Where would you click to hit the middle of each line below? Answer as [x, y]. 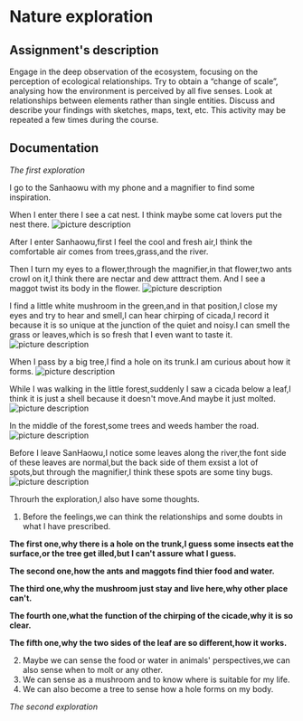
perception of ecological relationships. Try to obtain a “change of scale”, [144, 81]
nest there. [29, 224]
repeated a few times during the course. [84, 120]
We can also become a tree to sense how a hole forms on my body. [148, 688]
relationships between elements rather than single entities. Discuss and [142, 100]
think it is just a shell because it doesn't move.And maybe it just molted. [142, 398]
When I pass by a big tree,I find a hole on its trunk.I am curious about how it [150, 361]
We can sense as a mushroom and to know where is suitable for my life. [156, 679]
